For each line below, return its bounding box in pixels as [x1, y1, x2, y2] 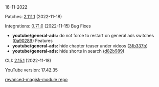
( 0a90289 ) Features [12, 38, 53, 43]
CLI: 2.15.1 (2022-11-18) [5, 58, 51, 63]
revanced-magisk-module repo [5, 77, 68, 82]
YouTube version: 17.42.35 [5, 67, 58, 73]
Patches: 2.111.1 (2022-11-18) [5, 14, 62, 19]
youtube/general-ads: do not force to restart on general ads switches [12, 33, 154, 38]
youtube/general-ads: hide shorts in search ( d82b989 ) [12, 48, 125, 54]
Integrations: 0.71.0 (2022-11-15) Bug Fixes [5, 23, 91, 29]
